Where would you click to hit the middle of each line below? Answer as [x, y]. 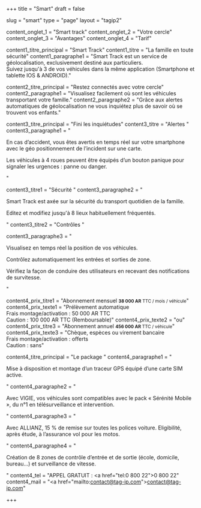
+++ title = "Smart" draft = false [46, 9]
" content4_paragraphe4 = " [41, 446]
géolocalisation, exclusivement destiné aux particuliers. [75, 63]
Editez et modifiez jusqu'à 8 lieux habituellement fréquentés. [81, 213]
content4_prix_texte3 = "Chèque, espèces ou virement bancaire [85, 333]
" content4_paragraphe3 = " [41, 416]
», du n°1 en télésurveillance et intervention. [61, 405]
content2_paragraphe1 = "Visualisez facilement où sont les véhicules [91, 93]
